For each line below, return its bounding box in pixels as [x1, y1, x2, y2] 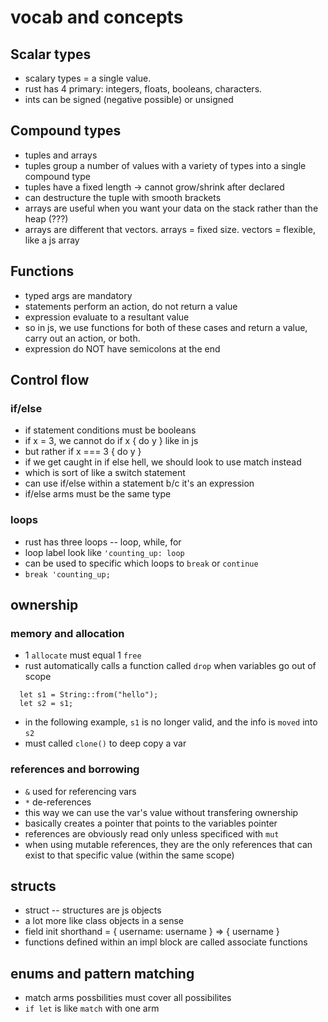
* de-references [24, 796, 92, 808]
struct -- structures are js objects [24, 904, 162, 916]
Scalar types [10, 46, 92, 63]
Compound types [10, 122, 122, 140]
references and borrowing [10, 762, 140, 776]
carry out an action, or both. [24, 332, 141, 344]
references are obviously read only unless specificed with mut [24, 827, 280, 840]
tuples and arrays [24, 149, 98, 161]
